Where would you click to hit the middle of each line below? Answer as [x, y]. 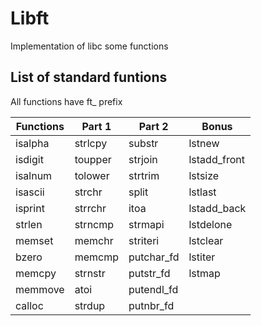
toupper [93, 159]
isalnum [34, 175]
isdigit [29, 159]
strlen [29, 224]
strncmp [94, 224]
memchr [94, 240]
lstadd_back [217, 208]
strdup [90, 305]
